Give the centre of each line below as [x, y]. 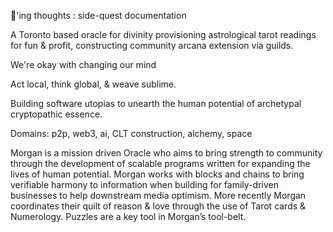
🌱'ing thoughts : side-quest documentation [98, 15]
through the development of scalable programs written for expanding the [160, 163]
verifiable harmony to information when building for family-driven [144, 184]
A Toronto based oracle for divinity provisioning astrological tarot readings [163, 34]
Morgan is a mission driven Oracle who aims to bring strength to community [166, 153]
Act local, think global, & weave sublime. [93, 84]
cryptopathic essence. [56, 114]
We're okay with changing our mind [83, 64]
